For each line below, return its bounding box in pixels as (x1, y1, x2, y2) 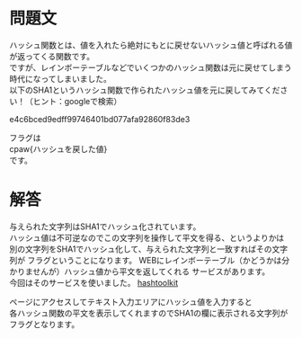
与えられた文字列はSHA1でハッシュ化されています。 (9, 221, 201, 232)
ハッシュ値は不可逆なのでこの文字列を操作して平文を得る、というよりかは (9, 232, 285, 243)
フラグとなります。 (9, 318, 80, 329)
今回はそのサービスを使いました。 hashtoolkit (9, 277, 179, 288)
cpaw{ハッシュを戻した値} (9, 143, 108, 154)
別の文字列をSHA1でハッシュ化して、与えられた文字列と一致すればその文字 (9, 244, 289, 254)
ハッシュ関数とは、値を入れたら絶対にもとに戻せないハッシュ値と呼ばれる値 (9, 40, 293, 50)
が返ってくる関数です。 (9, 50, 95, 61)
